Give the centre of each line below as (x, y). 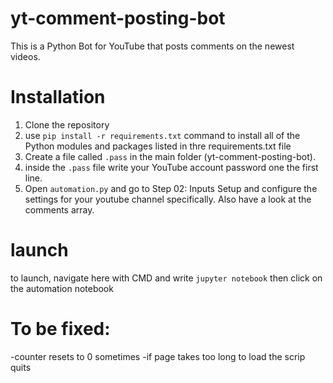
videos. (25, 56)
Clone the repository (67, 124)
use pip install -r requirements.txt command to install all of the (162, 135)
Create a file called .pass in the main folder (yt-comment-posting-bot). (170, 156)
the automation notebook (62, 288)
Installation (58, 97)
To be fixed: (60, 329)
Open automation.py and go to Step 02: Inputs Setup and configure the (171, 188)
